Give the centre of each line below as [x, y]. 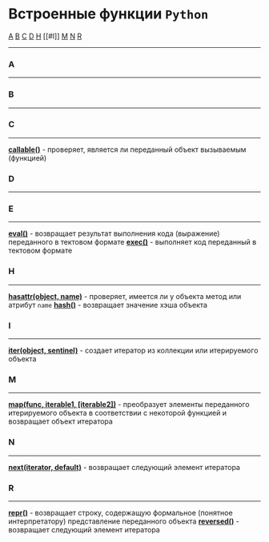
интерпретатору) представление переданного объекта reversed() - [124, 521]
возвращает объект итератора [61, 421]
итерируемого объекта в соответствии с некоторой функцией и [117, 413]
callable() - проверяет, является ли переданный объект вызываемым [127, 149]
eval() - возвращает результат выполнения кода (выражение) [114, 233]
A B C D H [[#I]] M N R [45, 36]
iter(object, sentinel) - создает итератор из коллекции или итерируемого [133, 351]
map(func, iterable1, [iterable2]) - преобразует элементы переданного [129, 405]
